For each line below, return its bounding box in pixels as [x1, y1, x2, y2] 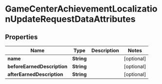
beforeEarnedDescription [7, 63, 68, 70]
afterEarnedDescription [7, 71, 63, 78]
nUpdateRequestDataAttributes [5, 14, 136, 25]
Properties [5, 33, 38, 41]
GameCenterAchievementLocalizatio [5, 3, 158, 14]
